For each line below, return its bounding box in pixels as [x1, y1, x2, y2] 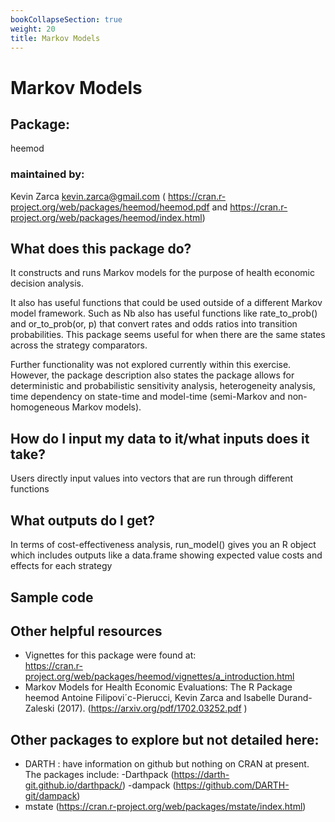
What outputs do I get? [10, 512, 156, 529]
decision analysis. [10, 277, 85, 290]
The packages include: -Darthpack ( [24, 769, 175, 781]
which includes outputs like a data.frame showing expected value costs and [10, 549, 323, 561]
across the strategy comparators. [10, 339, 148, 351]
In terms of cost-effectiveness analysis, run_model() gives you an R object [10, 539, 317, 551]
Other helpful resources [10, 622, 163, 640]
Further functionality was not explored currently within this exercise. [10, 359, 292, 371]
